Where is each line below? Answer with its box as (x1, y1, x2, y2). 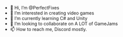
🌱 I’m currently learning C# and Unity (10, 15, 88, 21)
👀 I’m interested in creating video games (10, 10, 95, 16)
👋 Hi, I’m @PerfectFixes (10, 5, 60, 10)
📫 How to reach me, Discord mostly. (10, 26, 87, 32)
